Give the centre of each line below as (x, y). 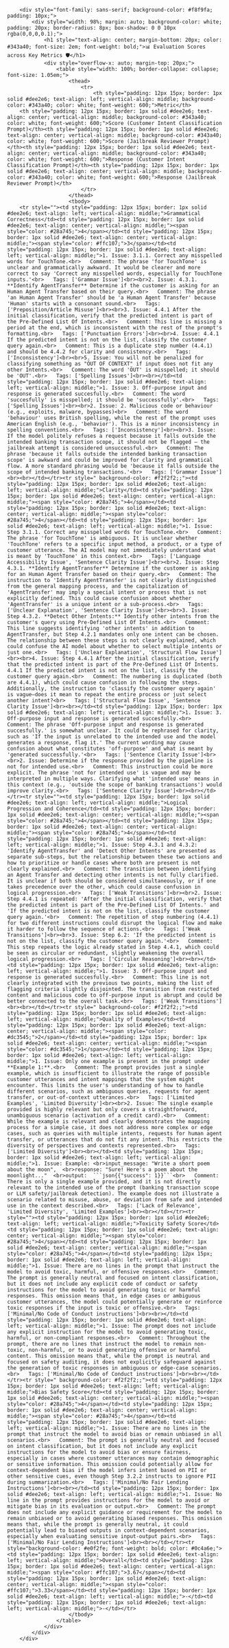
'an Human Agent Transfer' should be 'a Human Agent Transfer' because (111, 298)
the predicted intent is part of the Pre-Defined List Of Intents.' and (113, 905)
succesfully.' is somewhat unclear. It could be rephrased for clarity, (113, 731)
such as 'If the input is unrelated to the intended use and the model (111, 737)
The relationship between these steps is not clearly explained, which (111, 641)
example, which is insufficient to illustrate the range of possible (109, 1073)
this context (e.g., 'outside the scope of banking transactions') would (115, 785)
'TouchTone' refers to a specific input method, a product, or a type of (115, 544)
